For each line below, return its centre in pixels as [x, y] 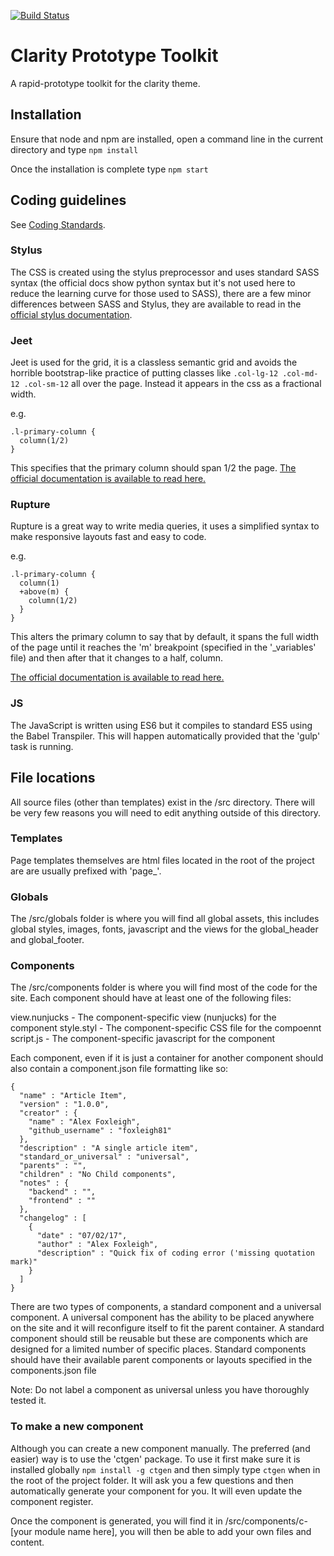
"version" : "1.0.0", [64, 1105]
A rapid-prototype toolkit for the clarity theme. [105, 83]
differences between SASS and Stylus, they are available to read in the [156, 304]
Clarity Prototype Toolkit [114, 56]
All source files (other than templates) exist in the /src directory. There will [162, 802]
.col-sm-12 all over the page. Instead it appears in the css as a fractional [172, 384]
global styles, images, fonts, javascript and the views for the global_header [164, 929]
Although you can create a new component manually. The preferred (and [160, 1448]
